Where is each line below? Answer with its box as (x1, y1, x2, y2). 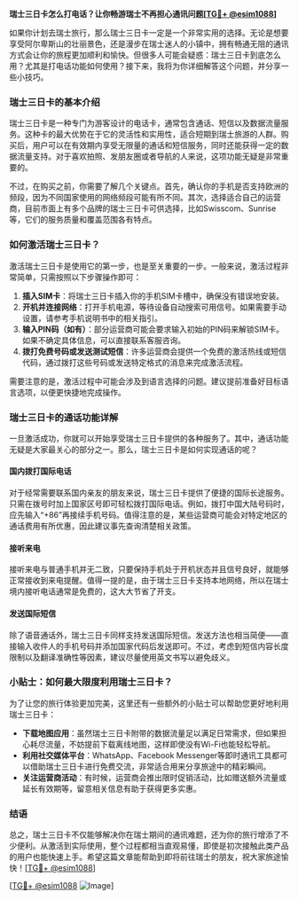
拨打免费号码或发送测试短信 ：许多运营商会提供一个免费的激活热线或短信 (21, 346, 286, 356)
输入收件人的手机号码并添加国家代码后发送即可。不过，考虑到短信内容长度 (16, 640, 289, 651)
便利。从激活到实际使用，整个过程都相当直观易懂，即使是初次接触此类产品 (16, 841, 289, 851)
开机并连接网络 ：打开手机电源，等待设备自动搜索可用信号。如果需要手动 (21, 301, 286, 312)
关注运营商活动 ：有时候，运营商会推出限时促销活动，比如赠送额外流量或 (21, 771, 286, 783)
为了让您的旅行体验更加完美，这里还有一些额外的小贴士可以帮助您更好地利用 (9, 698, 289, 708)
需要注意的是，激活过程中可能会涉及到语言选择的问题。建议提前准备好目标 (9, 376, 281, 387)
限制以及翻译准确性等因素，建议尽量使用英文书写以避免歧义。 (9, 652, 235, 662)
